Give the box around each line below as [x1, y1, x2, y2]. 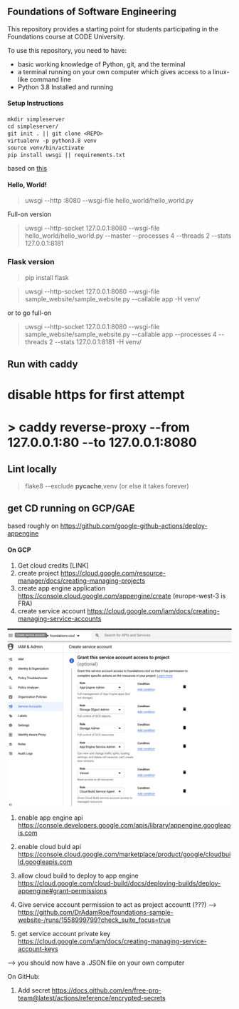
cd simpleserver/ [7, 123, 59, 131]
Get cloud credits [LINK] [17, 561, 89, 570]
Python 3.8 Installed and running [17, 82, 114, 91]
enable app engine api [17, 813, 83, 822]
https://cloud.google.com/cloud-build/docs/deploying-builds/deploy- [17, 879, 221, 888]
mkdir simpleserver [7, 116, 65, 124]
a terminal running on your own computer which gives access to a [17, 67, 212, 76]
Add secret [17, 986, 51, 995]
